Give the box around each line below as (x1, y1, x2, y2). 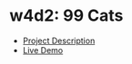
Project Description (22, 35, 96, 46)
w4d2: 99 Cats (9, 5, 124, 26)
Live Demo (22, 44, 64, 55)
